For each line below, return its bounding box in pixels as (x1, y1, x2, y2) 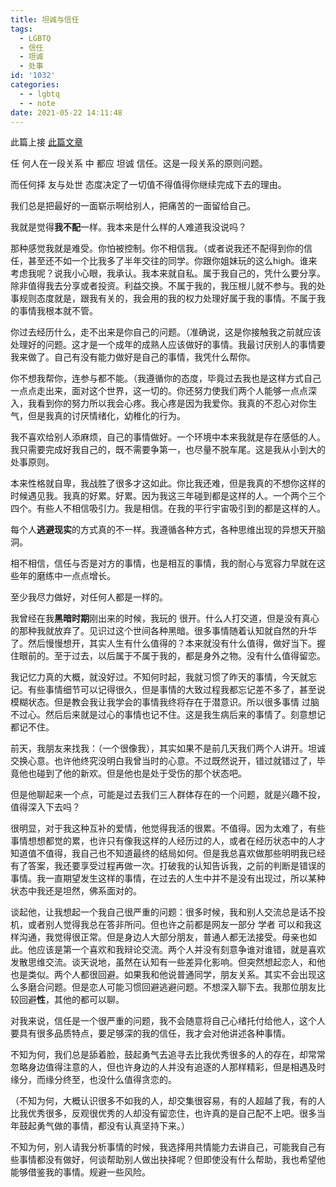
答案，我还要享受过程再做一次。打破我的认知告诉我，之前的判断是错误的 (27, 860, 326, 872)
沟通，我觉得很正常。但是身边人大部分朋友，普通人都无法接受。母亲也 (18, 931, 308, 943)
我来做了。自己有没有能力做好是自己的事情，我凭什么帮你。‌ (10, 351, 256, 363)
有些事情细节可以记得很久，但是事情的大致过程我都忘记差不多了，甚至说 (27, 684, 326, 696)
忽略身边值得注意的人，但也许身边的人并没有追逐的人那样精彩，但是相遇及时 (10, 1061, 326, 1073)
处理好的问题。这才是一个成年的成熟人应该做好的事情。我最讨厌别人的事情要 (10, 339, 326, 351)
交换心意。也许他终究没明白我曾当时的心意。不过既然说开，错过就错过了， (10, 755, 317, 767)
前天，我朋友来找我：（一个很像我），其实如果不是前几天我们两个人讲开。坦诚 (10, 742, 326, 755)
